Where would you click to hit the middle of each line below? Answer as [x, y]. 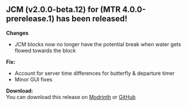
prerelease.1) [30, 19]
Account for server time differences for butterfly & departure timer [94, 73]
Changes [17, 33]
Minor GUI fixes [33, 79]
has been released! [92, 19]
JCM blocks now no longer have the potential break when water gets [98, 44]
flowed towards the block [45, 50]
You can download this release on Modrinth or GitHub [71, 97]
